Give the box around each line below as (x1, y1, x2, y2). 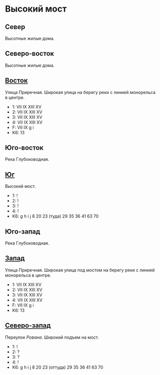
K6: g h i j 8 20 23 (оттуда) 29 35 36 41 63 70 (12, 364, 103, 370)
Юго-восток (5, 144, 44, 152)
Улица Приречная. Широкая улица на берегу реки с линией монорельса (5, 89, 156, 95)
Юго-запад (5, 227, 40, 235)
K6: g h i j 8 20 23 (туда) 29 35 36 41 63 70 (12, 213, 99, 219)
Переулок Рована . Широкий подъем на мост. (5, 334, 99, 340)
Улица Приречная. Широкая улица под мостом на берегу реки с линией (5, 267, 155, 273)
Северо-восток (5, 49, 54, 58)
